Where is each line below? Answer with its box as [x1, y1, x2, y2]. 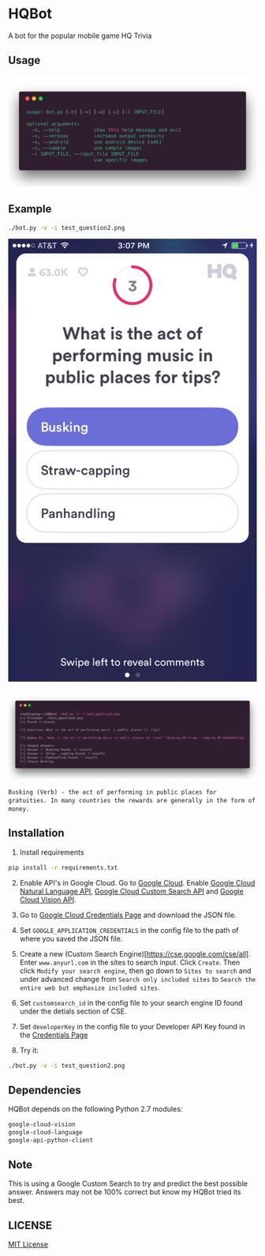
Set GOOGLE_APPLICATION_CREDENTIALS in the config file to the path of [19, 925, 239, 934]
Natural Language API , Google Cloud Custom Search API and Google [19, 886, 244, 896]
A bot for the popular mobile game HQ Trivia [8, 31, 152, 40]
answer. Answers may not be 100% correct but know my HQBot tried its [8, 1187, 241, 1197]
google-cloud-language [8, 1129, 83, 1137]
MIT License [8, 1239, 49, 1249]
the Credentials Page [19, 1030, 88, 1040]
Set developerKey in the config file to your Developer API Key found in [19, 1021, 246, 1031]
